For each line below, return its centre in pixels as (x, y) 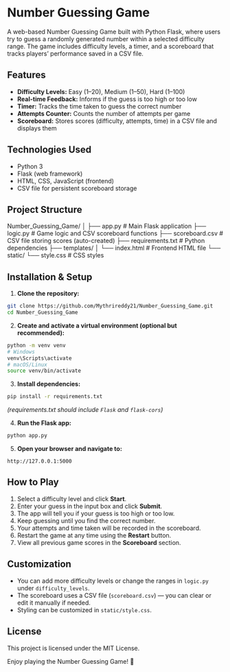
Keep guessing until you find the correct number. (86, 520)
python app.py (27, 436)
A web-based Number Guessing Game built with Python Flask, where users (114, 32)
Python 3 (30, 166)
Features (26, 75)
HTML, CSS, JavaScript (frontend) (66, 181)
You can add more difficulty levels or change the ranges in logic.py (113, 581)
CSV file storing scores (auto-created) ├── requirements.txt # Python (106, 241)
